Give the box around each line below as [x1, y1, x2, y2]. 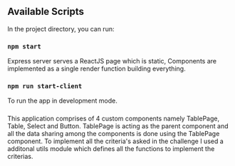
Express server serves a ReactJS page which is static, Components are [7, 57, 217, 66]
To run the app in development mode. [7, 96, 117, 105]
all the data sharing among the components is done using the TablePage [7, 130, 220, 138]
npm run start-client [7, 82, 83, 90]
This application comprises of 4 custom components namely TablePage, [7, 114, 219, 123]
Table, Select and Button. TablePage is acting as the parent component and [7, 122, 229, 130]
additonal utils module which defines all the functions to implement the [7, 145, 215, 153]
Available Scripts [7, 6, 84, 18]
